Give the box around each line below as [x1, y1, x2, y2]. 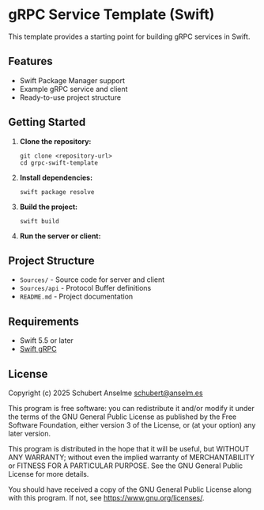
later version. [8, 429, 51, 438]
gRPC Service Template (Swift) [8, 6, 215, 24]
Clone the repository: [19, 136, 92, 146]
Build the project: [19, 202, 77, 211]
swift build [19, 217, 59, 225]
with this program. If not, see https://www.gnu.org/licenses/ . [8, 493, 205, 502]
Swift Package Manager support [19, 75, 125, 85]
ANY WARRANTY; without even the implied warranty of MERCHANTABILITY [8, 453, 255, 462]
